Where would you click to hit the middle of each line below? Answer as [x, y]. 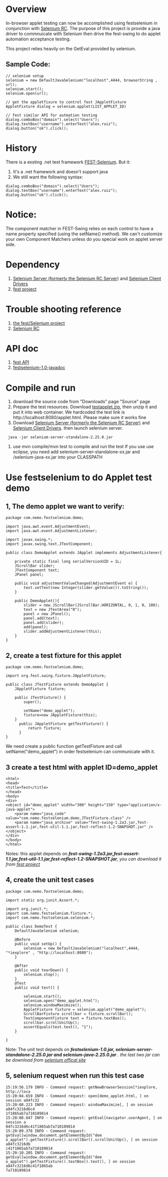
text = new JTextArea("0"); [53, 610]
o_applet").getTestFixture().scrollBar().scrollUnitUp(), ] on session [82, 1140]
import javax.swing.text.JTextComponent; [49, 544]
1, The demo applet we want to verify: [65, 506]
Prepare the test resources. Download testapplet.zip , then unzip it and [85, 407]
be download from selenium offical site [46, 1060]
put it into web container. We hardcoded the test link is [69, 412]
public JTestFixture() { [40, 698]
